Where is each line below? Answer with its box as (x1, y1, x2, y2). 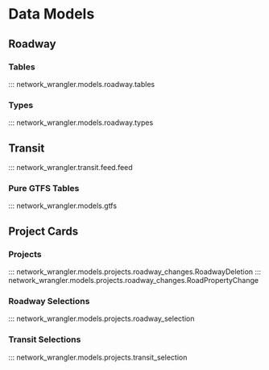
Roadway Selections (8, 295, 90, 306)
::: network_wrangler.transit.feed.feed (8, 162, 133, 172)
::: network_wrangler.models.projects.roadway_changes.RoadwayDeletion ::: (8, 267, 262, 276)
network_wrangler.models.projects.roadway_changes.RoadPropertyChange (8, 275, 259, 285)
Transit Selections (8, 334, 81, 345)
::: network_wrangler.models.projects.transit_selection (8, 352, 188, 362)
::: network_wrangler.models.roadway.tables (8, 79, 155, 89)
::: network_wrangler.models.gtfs (8, 201, 118, 210)
